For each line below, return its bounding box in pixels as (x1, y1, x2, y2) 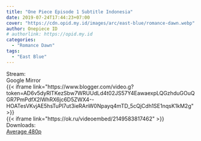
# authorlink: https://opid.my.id (6, 31, 93, 37)
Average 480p (6, 128, 42, 135)
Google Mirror (6, 77, 41, 84)
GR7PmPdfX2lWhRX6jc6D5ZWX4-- (6, 96, 94, 103)
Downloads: (6, 121, 36, 128)
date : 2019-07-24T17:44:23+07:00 (6, 14, 90, 20)
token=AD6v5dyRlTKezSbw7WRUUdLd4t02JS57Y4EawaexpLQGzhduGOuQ (6, 89, 195, 96)
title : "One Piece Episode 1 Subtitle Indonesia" (6, 8, 134, 15)
